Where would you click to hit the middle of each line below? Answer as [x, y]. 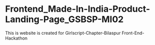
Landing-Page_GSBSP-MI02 [64, 19]
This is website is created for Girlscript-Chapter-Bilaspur [63, 33]
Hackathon [16, 38]
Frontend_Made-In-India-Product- [78, 9]
